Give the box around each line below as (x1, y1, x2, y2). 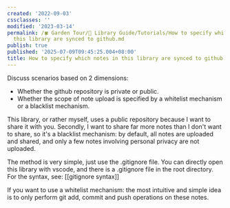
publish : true (7, 42, 48, 49)
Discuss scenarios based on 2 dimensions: (7, 74, 129, 82)
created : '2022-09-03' (7, 10, 72, 17)
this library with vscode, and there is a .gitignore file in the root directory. (7, 165, 213, 173)
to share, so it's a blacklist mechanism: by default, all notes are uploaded (7, 129, 213, 138)
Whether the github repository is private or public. (17, 87, 160, 95)
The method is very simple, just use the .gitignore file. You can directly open (7, 158, 223, 166)
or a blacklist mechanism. (17, 101, 90, 110)
